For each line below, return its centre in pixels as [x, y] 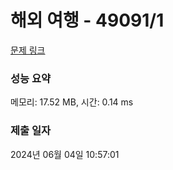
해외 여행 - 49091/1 [87, 20]
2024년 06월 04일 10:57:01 [65, 154]
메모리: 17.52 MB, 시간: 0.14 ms [72, 102]
